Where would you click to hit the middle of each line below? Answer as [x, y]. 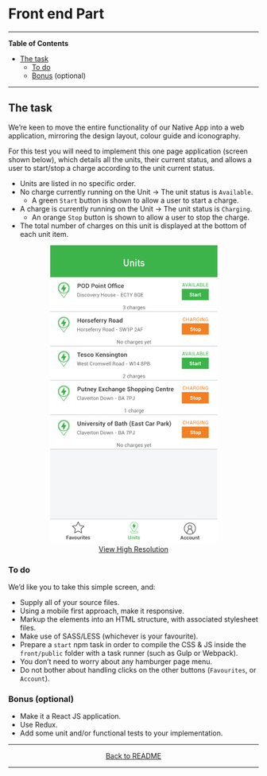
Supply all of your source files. [70, 603]
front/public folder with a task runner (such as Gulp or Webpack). [129, 654]
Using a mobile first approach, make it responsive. [102, 611]
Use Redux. [39, 725]
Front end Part [56, 14]
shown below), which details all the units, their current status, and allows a [130, 159]
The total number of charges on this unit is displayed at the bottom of [133, 225]
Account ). [35, 679]
